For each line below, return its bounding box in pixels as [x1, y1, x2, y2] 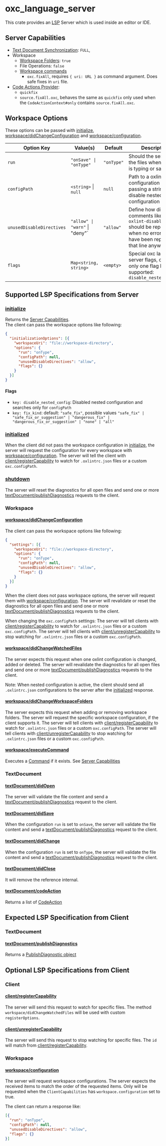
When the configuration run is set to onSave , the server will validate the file [5, 822, 157, 828]
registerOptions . [5, 1015, 40, 1020]
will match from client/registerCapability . [5, 1042, 88, 1048]
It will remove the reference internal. [5, 877, 79, 883]
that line [128, 242, 147, 249]
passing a [128, 186, 152, 192]
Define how [128, 206, 156, 213]
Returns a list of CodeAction [5, 899, 63, 905]
